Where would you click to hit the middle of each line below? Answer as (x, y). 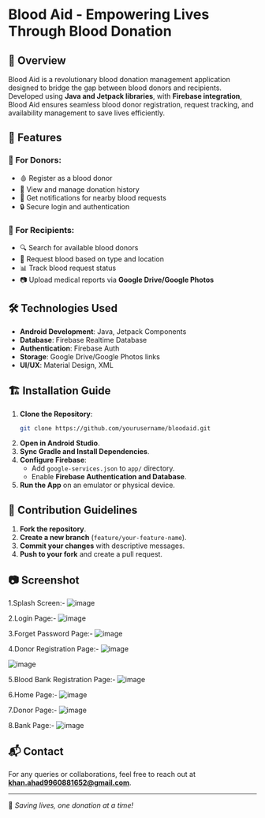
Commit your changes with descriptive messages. (102, 546)
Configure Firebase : (53, 460)
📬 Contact (36, 751)
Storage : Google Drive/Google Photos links (90, 356)
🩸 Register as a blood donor (66, 178)
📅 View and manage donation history (79, 189)
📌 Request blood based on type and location (91, 259)
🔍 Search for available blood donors (79, 247)
